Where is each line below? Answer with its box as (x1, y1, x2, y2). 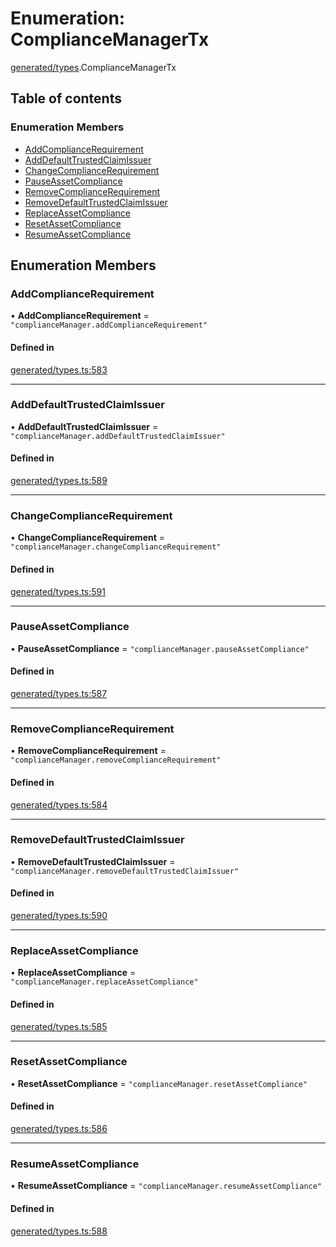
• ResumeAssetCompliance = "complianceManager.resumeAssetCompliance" (10, 1180, 323, 1192)
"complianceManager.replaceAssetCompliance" (10, 977, 199, 987)
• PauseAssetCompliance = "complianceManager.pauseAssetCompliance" (10, 642, 310, 654)
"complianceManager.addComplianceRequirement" (10, 320, 208, 331)
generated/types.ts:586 (10, 1123, 108, 1135)
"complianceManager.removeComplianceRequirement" (10, 755, 222, 766)
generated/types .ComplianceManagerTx (10, 61, 177, 73)
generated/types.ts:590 (10, 910, 108, 922)
